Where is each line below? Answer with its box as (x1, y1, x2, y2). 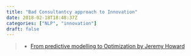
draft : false (6, 26, 40, 32)
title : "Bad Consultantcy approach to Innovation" (6, 9, 138, 15)
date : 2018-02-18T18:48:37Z (6, 15, 78, 21)
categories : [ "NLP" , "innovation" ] (6, 20, 97, 26)
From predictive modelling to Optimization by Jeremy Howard (30, 43, 185, 50)
